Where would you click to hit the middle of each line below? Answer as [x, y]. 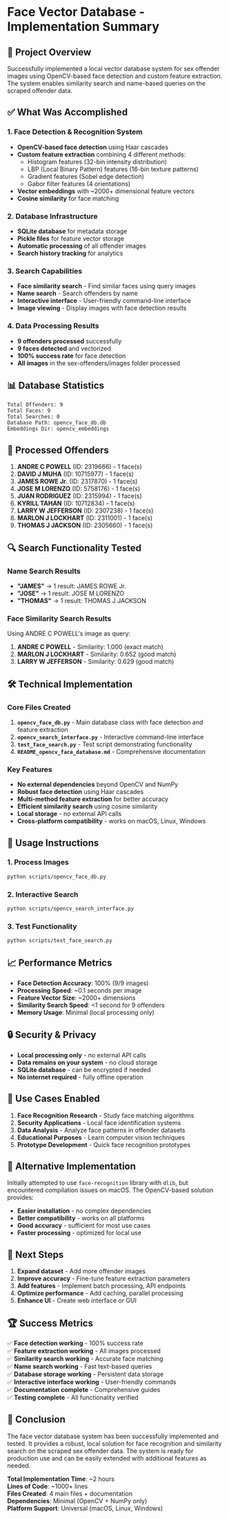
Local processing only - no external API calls [81, 1055]
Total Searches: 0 [33, 417]
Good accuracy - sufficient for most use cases [84, 1226]
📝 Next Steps [36, 1254]
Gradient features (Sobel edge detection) [86, 176]
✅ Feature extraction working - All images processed [84, 1351]
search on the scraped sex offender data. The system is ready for [100, 1451]
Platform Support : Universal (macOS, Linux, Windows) [85, 1508]
